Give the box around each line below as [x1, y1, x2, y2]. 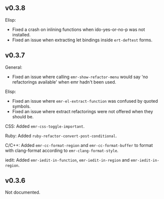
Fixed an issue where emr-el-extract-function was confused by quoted [12, 98, 158, 104]
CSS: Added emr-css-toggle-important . [5, 123, 85, 129]
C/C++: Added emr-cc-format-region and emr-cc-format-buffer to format [5, 142, 153, 148]
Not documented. [5, 189, 41, 196]
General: [5, 64, 23, 70]
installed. [12, 31, 31, 37]
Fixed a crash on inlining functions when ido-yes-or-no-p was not [12, 27, 145, 32]
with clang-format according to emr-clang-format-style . [5, 147, 118, 153]
